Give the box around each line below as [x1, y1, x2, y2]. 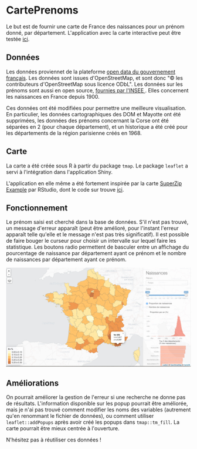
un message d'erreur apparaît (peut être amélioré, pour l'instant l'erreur [6, 224, 179, 232]
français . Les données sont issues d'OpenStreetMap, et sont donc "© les [6, 74, 184, 81]
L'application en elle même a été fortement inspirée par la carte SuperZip [6, 180, 182, 187]
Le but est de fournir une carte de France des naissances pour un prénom [6, 23, 185, 30]
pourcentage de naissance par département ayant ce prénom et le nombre [6, 250, 186, 257]
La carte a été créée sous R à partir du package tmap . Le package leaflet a [6, 162, 189, 169]
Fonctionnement [6, 203, 68, 213]
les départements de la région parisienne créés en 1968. [6, 129, 142, 136]
